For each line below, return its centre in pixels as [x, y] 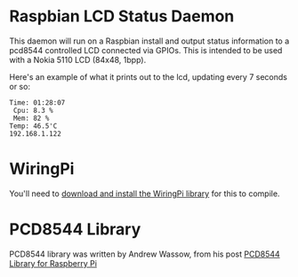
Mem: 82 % [31, 118]
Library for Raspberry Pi [53, 263]
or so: [20, 86]
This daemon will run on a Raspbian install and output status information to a [149, 41]
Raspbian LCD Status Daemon [122, 16]
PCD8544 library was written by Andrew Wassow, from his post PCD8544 [145, 254]
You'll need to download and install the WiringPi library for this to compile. [145, 194]
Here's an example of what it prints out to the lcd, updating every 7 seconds [148, 76]
